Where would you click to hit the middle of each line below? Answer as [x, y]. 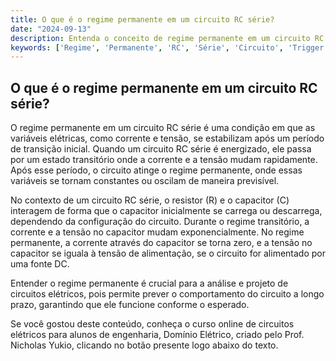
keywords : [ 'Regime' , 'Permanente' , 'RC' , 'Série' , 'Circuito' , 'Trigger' [169, 47]
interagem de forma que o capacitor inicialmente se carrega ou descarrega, [166, 211]
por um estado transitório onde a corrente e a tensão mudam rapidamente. [164, 160]
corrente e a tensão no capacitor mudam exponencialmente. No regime [157, 232]
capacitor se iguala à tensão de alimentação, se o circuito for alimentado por [168, 253]
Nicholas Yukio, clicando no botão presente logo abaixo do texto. [144, 345]
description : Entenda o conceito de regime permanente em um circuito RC [167, 38]
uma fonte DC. [40, 264]
